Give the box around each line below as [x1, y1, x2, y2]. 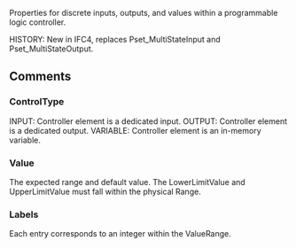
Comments [9, 69, 72, 84]
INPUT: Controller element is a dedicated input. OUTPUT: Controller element [9, 115, 288, 127]
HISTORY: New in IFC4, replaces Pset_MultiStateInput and [9, 35, 222, 44]
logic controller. [9, 17, 66, 27]
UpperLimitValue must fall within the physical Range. [9, 186, 201, 197]
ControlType [9, 96, 65, 108]
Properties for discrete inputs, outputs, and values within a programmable [9, 8, 278, 18]
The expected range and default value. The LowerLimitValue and [9, 176, 245, 187]
